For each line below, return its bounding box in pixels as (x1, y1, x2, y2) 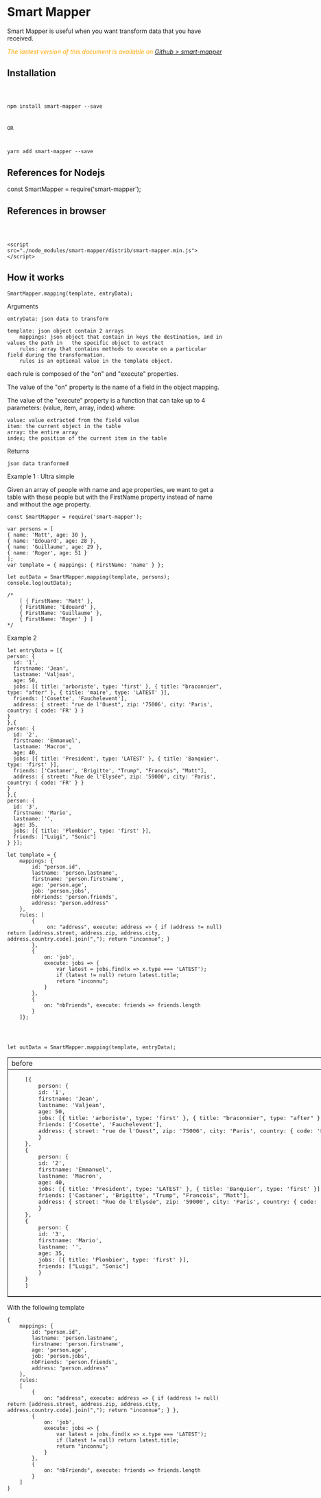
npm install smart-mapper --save (7, 102, 103, 110)
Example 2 (7, 634, 37, 642)
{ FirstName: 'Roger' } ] (19, 616, 94, 623)
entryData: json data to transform (7, 315, 109, 322)
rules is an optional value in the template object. (19, 357, 174, 364)
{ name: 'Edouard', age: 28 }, (7, 537, 97, 544)
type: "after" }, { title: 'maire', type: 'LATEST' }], (7, 689, 170, 696)
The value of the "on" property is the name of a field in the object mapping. (7, 383, 219, 391)
